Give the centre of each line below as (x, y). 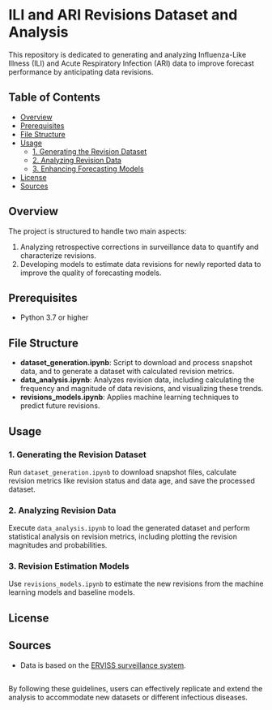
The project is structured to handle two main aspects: (98, 231)
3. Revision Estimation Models (69, 566)
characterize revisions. (58, 255)
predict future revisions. (60, 406)
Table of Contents (55, 98)
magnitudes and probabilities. (58, 545)
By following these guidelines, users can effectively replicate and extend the (136, 689)
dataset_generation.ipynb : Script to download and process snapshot (136, 363)
